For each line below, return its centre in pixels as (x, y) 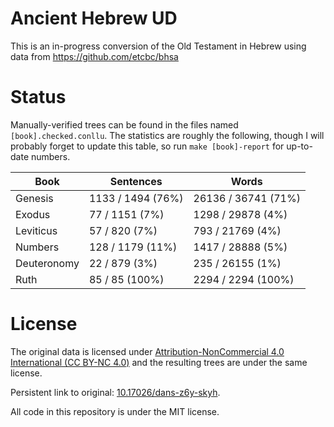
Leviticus (36, 230)
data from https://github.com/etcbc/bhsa (94, 56)
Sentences (136, 181)
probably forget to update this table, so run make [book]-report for (147, 146)
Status (38, 97)
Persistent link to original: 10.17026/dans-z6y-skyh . (115, 392)
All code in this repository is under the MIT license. (115, 411)
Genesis (34, 198)
